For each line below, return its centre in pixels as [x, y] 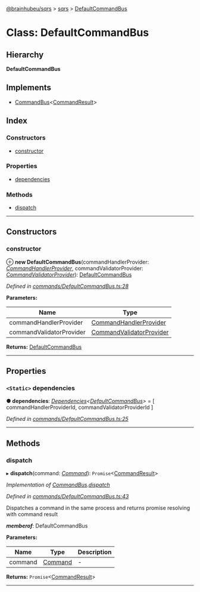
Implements [29, 88]
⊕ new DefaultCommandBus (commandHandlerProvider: [78, 262]
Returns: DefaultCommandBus [44, 347]
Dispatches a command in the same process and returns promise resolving [98, 508]
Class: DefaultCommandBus [78, 33]
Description [95, 552]
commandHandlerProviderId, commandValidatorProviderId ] [80, 407]
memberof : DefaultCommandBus [47, 526]
